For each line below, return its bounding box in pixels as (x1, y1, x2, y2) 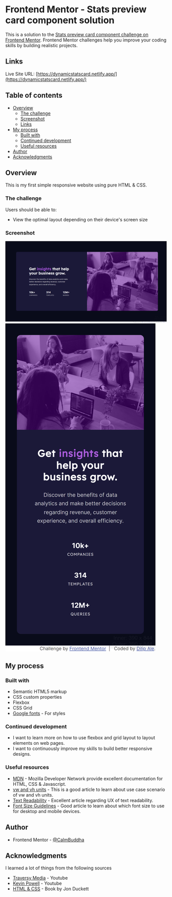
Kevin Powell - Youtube (12, 880, 62, 887)
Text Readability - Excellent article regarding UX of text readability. (12, 797, 154, 803)
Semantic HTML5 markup (12, 689, 67, 695)
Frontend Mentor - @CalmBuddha (12, 837, 84, 843)
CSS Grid (12, 705, 32, 711)
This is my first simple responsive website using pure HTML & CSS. (5, 182, 147, 188)
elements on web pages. (12, 740, 65, 746)
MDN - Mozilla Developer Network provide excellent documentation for (12, 775, 163, 782)
